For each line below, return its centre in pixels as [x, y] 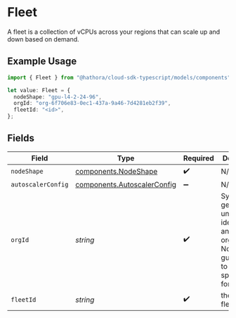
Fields [21, 138]
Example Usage [42, 62]
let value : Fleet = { [39, 90]
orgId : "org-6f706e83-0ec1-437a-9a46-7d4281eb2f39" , [92, 103]
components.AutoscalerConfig [126, 184]
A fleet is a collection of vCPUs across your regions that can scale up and [114, 32]
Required [198, 158]
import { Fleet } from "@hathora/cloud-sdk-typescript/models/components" [119, 77]
